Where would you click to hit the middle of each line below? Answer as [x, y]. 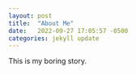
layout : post [30, 16]
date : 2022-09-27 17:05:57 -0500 [68, 31]
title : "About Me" [41, 23]
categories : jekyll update [54, 38]
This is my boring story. [48, 61]
